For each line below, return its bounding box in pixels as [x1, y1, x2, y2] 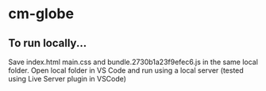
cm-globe [8, 5, 74, 23]
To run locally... [8, 36, 87, 50]
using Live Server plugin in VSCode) [8, 74, 127, 83]
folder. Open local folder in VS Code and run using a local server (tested [8, 66, 244, 75]
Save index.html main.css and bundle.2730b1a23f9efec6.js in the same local [8, 57, 258, 66]
